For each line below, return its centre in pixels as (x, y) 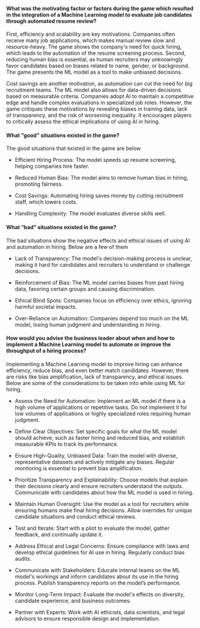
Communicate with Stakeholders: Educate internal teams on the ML (97, 570)
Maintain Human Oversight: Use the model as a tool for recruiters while (102, 504)
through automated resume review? (51, 21)
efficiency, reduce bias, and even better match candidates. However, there (98, 370)
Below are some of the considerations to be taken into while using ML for (96, 383)
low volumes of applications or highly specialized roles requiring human (103, 413)
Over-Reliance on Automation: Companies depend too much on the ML (102, 318)
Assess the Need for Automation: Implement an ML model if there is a (100, 401)
